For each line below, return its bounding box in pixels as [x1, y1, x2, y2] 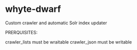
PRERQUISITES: [5, 29, 38, 35]
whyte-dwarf [5, 3, 61, 15]
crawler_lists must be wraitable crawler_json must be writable [5, 39, 132, 45]
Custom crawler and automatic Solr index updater [5, 20, 107, 26]
